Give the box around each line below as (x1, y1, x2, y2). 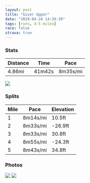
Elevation (51, 105, 74, 112)
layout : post (5, 7, 32, 12)
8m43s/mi (23, 146, 47, 153)
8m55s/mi (23, 138, 47, 145)
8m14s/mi (23, 114, 47, 121)
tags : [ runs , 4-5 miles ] (5, 21, 56, 26)
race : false (5, 26, 30, 31)
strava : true (5, 30, 32, 35)
